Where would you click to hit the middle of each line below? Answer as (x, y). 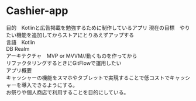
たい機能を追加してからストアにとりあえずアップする (70, 35)
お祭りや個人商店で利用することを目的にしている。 (68, 92)
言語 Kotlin (20, 42)
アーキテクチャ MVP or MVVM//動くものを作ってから (72, 55)
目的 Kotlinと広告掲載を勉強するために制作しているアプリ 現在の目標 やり (98, 27)
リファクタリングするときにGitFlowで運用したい (64, 63)
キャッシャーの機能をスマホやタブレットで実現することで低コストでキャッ (96, 78)
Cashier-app (37, 11)
